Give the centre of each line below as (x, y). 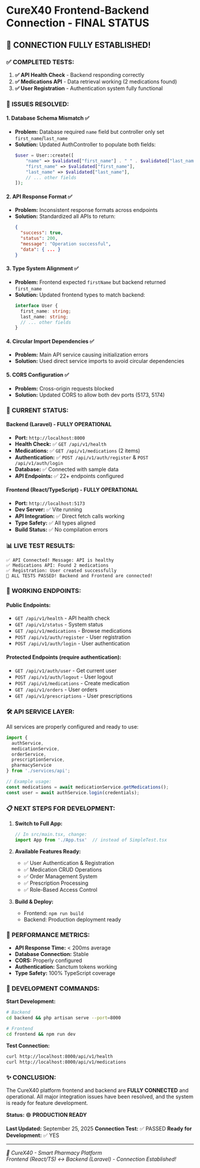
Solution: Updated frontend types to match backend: (80, 295)
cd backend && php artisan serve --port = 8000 (63, 1018)
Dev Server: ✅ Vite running (48, 510)
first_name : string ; (46, 311)
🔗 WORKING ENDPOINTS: (44, 591)
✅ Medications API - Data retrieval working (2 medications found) (96, 82)
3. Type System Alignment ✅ (43, 268)
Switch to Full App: (38, 823)
